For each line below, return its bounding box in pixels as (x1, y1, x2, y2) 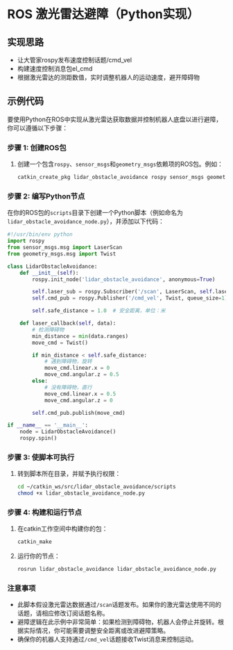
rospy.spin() (19, 435, 58, 442)
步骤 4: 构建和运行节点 (7, 508, 82, 517)
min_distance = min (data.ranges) (32, 332, 129, 340)
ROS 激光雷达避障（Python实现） (7, 6, 200, 22)
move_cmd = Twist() (32, 339, 89, 346)
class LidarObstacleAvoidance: (7, 263, 98, 270)
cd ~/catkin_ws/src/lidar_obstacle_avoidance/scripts (17, 484, 176, 490)
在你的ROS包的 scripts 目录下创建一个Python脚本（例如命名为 (7, 209, 184, 217)
